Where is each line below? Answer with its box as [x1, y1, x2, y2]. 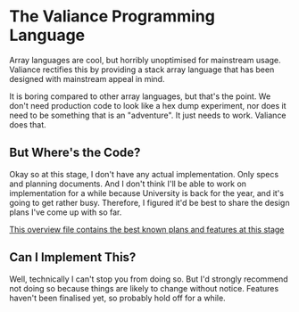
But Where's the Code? [9, 145, 141, 160]
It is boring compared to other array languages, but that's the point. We [9, 91, 271, 102]
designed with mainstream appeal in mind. [9, 73, 165, 84]
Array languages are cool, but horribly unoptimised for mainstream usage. [9, 54, 281, 65]
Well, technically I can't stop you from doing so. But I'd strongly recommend [9, 274, 288, 284]
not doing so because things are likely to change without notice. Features [9, 283, 279, 293]
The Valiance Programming [9, 6, 216, 27]
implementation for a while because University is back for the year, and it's [9, 187, 284, 198]
